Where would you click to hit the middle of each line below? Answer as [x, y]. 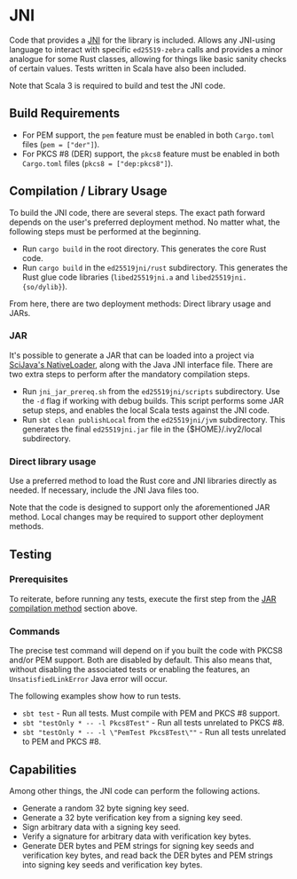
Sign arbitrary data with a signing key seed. [101, 827]
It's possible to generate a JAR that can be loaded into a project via [132, 355]
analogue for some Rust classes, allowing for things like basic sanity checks [148, 59]
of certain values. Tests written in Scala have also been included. [128, 68]
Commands [35, 631]
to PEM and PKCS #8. [62, 741]
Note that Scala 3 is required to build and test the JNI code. [117, 85]
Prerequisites [39, 580]
